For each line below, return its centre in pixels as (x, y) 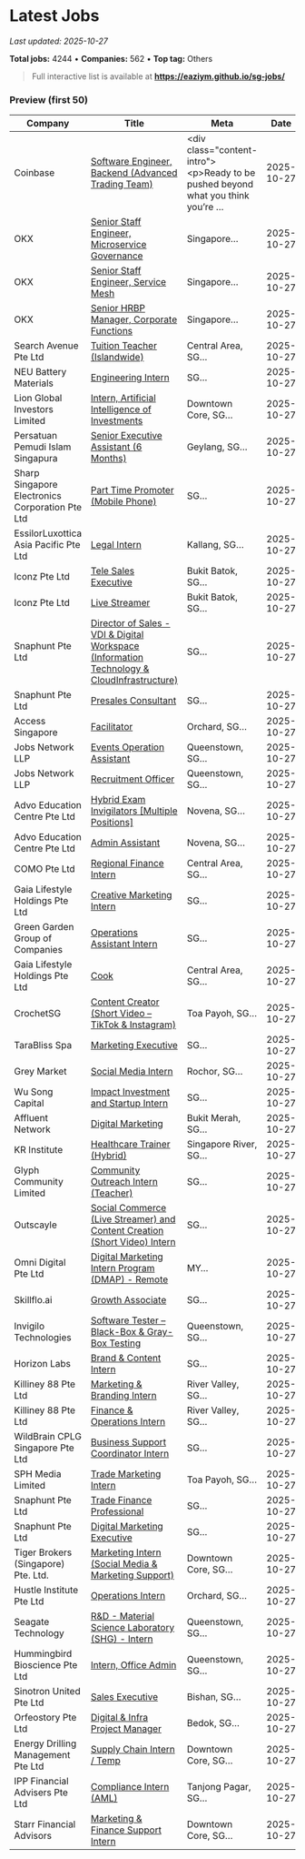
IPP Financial (42, 1782)
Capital (29, 1104)
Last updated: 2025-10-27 (59, 41)
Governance (117, 256)
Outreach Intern (124, 1182)
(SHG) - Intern (122, 1639)
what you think (218, 196)
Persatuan (36, 436)
